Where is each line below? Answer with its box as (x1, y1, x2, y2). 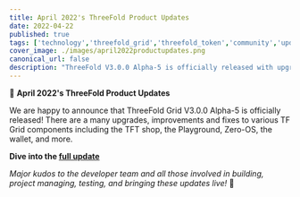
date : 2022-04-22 (9, 21, 74, 30)
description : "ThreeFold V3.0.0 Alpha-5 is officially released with (9, 64, 274, 73)
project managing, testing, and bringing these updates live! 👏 (9, 177, 235, 188)
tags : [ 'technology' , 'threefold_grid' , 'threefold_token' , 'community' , (9, 38, 278, 47)
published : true (9, 30, 70, 39)
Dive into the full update (9, 150, 100, 161)
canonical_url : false (9, 55, 90, 64)
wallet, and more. (9, 133, 73, 144)
